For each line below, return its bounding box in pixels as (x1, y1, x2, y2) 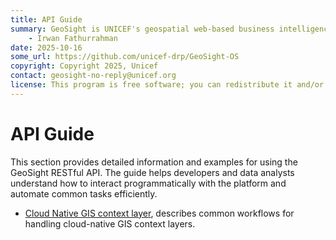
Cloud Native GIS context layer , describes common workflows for (24, 207, 295, 219)
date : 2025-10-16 (10, 42, 83, 53)
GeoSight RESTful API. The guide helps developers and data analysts (10, 166, 295, 178)
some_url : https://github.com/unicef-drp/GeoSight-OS (10, 52, 240, 62)
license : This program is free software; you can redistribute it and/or (10, 80, 325, 90)
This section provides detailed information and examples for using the (10, 156, 298, 168)
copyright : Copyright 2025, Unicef (10, 61, 159, 71)
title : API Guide (10, 14, 83, 25)
